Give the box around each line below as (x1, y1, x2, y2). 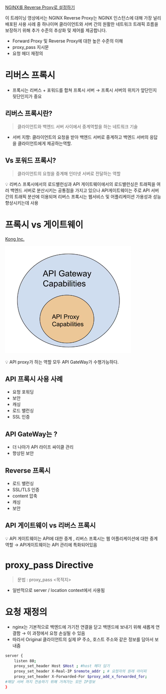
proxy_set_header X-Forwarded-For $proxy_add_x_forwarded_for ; (14, 674, 148, 679)
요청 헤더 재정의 (12, 50, 43, 56)
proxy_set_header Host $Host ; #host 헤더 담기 (14, 664, 110, 669)
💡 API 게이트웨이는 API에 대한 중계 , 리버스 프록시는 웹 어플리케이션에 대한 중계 (5, 535, 158, 542)
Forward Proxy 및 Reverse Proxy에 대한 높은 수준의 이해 (12, 38, 123, 44)
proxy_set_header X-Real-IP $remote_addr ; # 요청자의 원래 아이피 (14, 669, 147, 674)
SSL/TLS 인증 (12, 486, 40, 492)
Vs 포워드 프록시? (5, 156, 56, 165)
